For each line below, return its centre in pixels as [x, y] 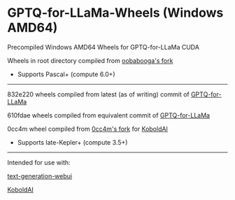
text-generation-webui [40, 176]
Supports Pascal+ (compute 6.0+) [66, 74]
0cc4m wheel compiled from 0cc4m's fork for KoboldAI [87, 129]
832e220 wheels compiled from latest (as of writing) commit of [99, 94]
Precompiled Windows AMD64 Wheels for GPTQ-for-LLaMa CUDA [103, 47]
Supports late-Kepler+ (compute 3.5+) [72, 142]
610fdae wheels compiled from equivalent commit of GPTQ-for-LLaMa [109, 115]
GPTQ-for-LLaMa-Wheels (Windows [115, 13]
